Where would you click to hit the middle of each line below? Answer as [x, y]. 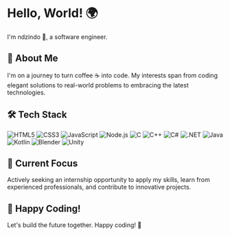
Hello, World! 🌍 [53, 13]
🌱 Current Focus [43, 163]
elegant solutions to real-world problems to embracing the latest [98, 85]
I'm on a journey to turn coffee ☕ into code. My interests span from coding [113, 75]
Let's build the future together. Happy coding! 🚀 [74, 225]
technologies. [26, 92]
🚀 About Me [33, 58]
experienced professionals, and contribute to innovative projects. [99, 187]
